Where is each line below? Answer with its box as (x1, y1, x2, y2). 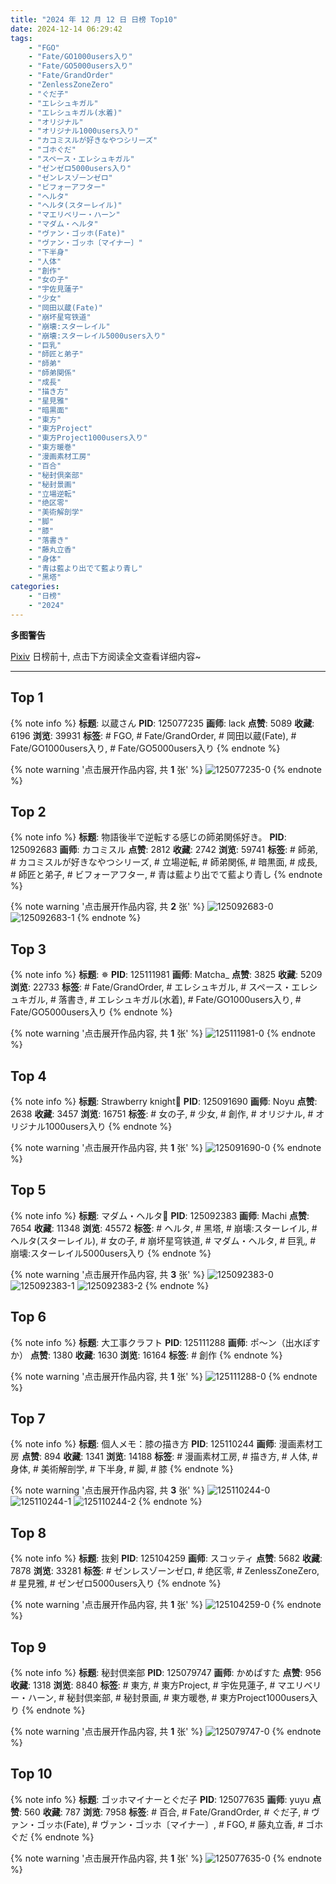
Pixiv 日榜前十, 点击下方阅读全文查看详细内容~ (10, 650, 202, 662)
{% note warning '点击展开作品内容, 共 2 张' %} (10, 901, 205, 913)
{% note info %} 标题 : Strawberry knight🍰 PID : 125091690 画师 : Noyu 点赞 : (10, 1096, 318, 1107)
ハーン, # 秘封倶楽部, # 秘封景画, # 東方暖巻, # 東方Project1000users (27, 1692, 310, 1704)
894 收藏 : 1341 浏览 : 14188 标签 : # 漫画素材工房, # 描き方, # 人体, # (43, 1451, 318, 1463)
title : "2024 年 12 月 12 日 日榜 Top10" (10, 14, 178, 25)
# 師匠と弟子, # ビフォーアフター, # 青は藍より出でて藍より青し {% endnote (10, 869, 323, 881)
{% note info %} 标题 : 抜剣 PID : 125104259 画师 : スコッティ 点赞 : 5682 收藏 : (10, 1552, 323, 1565)
